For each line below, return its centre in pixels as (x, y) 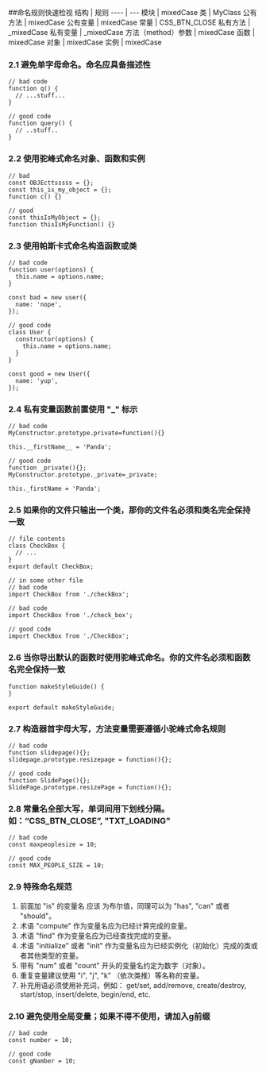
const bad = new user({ (48, 297)
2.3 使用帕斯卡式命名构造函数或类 (73, 245)
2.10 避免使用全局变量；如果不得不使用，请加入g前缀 (109, 1016)
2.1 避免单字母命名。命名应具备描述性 (79, 64)
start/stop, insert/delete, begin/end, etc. (85, 994)
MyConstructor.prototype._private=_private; (83, 475)
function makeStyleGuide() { (56, 686)
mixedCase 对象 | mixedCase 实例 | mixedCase (85, 42)
